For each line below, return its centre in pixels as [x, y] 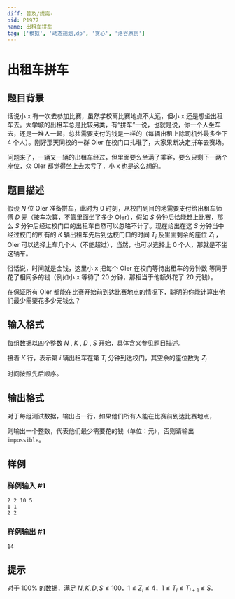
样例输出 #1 [26, 531]
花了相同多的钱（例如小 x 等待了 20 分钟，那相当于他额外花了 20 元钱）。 [112, 276]
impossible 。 [26, 440]
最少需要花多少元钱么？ [47, 300]
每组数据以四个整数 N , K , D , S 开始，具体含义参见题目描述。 [96, 343]
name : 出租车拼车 [30, 27]
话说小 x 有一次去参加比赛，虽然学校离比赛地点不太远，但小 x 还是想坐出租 [115, 116]
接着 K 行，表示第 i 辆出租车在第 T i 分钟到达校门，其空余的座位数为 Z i [107, 359]
